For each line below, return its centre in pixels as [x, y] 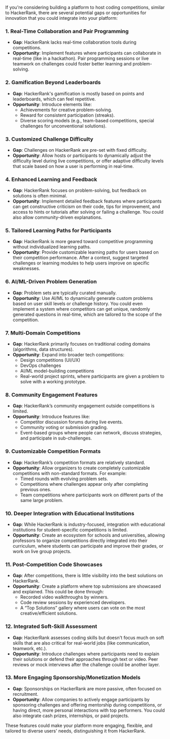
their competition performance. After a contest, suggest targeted [80, 258]
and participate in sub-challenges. [56, 438]
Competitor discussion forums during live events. [72, 422]
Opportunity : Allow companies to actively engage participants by [81, 699]
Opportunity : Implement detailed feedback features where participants [87, 201]
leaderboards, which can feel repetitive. [54, 99]
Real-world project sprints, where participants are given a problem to [92, 376]
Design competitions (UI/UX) [50, 360]
